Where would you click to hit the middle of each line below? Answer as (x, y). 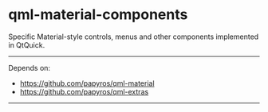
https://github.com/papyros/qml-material (87, 83)
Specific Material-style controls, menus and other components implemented (134, 37)
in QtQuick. (27, 44)
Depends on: (29, 68)
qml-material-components (98, 15)
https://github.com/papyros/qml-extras (84, 91)
